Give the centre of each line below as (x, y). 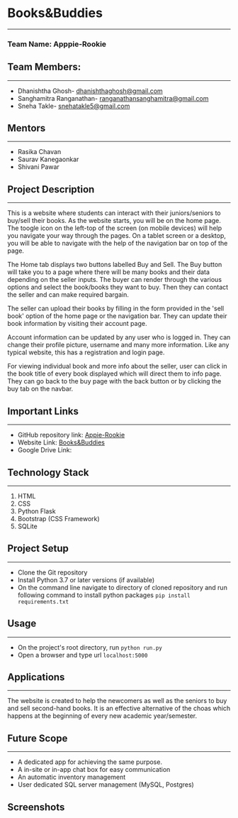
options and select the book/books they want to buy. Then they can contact (118, 287)
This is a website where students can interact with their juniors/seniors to (114, 213)
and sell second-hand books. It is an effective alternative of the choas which (119, 709)
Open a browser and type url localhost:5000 (83, 655)
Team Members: (44, 67)
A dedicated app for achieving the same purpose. (90, 762)
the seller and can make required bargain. (68, 295)
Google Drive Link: (45, 450)
